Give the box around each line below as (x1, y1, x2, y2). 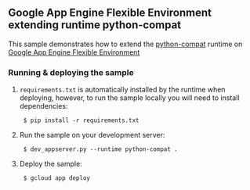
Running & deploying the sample (8, 66, 135, 77)
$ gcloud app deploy (23, 174, 90, 182)
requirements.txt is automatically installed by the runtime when (19, 85, 226, 95)
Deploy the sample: (19, 160, 82, 169)
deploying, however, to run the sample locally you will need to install (19, 93, 240, 102)
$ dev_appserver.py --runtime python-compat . (23, 145, 178, 153)
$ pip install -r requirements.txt (23, 117, 139, 124)
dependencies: (19, 102, 68, 111)
